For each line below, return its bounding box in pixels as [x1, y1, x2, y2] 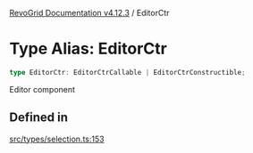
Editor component [9, 84, 76, 94]
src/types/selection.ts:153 [9, 133, 105, 144]
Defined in [9, 110, 69, 125]
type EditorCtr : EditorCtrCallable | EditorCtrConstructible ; [9, 68, 246, 76]
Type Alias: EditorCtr [9, 39, 167, 59]
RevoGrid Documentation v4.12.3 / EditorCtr [9, 8, 170, 18]
